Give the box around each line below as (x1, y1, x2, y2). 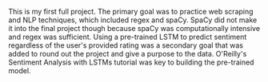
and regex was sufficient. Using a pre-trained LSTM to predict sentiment (8, 32, 247, 41)
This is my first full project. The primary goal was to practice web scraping (8, 7, 254, 16)
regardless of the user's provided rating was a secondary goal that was (8, 41, 244, 50)
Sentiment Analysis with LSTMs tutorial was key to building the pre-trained (8, 57, 254, 67)
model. (8, 66, 31, 75)
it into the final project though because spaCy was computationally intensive (8, 24, 261, 33)
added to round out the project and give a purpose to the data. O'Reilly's (8, 49, 247, 58)
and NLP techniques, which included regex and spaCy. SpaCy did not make (8, 15, 258, 25)
